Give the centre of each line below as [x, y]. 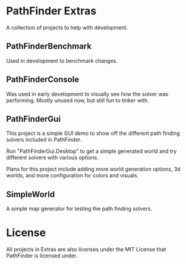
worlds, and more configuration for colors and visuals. [72, 176]
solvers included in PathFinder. [44, 140]
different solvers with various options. [53, 158]
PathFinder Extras [51, 11]
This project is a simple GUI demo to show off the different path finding [93, 133]
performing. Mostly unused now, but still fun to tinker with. [78, 100]
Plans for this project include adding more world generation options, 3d [93, 169]
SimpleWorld [31, 194]
